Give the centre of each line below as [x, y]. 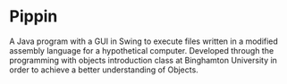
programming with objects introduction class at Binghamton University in [143, 60]
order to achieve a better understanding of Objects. [104, 70]
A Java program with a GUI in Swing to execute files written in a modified [144, 41]
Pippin [34, 17]
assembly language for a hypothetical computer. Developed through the [142, 50]
